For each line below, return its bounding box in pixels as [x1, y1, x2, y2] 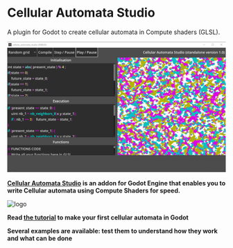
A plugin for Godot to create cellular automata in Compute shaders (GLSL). [7, 28, 221, 36]
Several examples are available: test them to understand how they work [7, 226, 218, 235]
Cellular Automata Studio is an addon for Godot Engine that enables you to [7, 179, 226, 187]
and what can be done [7, 234, 73, 242]
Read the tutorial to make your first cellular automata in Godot [7, 213, 189, 222]
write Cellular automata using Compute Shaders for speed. [7, 186, 180, 195]
